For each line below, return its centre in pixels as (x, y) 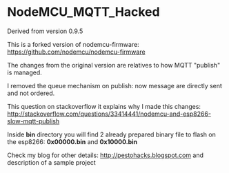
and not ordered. (31, 93)
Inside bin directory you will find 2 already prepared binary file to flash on (111, 134)
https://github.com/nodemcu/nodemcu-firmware (77, 52)
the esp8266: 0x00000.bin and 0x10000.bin (72, 141)
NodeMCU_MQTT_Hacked (83, 12)
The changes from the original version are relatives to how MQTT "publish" (114, 65)
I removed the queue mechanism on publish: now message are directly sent (115, 85)
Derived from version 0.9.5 (45, 31)
